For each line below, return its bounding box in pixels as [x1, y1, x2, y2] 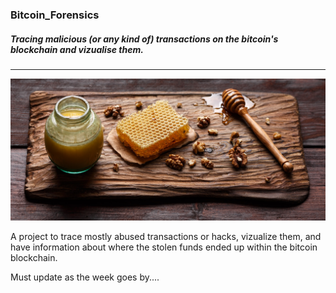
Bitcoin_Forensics [10, 8, 100, 22]
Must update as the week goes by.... [10, 271, 160, 283]
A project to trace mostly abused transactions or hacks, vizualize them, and [10, 231, 322, 243]
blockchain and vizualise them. [10, 43, 144, 55]
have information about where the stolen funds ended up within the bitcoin [10, 241, 318, 253]
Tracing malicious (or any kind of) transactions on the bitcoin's [10, 33, 279, 45]
